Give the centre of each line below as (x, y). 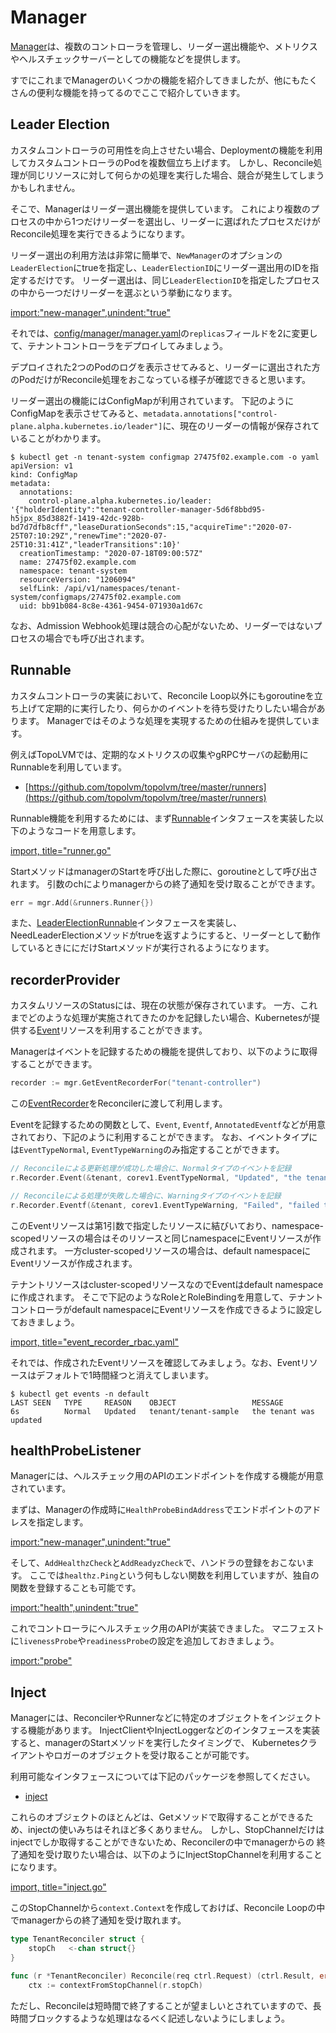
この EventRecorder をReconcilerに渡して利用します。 (119, 1103)
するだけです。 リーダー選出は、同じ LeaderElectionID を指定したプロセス (169, 280)
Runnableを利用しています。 (68, 767)
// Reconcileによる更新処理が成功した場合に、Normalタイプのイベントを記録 (151, 1169)
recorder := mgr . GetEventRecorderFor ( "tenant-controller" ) (136, 1083)
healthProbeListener (76, 1451)
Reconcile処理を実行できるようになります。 (100, 233)
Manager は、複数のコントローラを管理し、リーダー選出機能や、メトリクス (164, 46)
